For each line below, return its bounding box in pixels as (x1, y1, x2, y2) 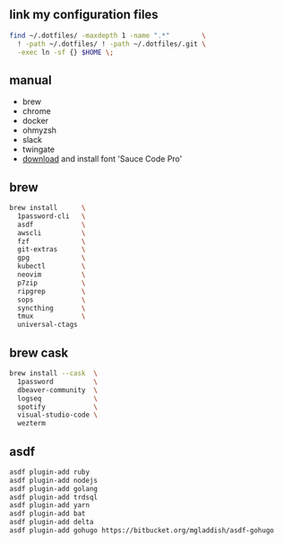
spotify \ (17, 402, 99, 411)
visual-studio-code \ (17, 410, 99, 420)
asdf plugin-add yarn (9, 501, 90, 510)
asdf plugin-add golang (9, 484, 99, 493)
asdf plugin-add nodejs (9, 476, 99, 485)
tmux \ (17, 311, 87, 321)
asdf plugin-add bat (9, 509, 87, 519)
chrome (21, 106, 51, 117)
